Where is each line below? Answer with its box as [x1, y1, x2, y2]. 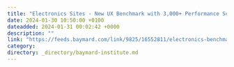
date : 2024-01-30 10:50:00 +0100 [7, 17, 104, 24]
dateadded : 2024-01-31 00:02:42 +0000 [7, 23, 120, 30]
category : [7, 43, 36, 50]
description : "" [7, 29, 54, 37]
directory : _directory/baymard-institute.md [7, 50, 139, 57]
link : [7, 36, 23, 43]
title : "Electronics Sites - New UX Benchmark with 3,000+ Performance [7, 10, 219, 17]
